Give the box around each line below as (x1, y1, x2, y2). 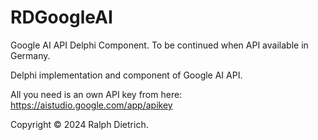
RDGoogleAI (10, 6, 113, 29)
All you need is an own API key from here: (10, 88, 183, 100)
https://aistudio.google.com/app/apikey (10, 99, 173, 111)
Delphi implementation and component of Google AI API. (10, 69, 243, 81)
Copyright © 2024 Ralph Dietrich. (10, 118, 149, 130)
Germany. (10, 49, 51, 61)
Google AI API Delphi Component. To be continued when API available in (10, 39, 309, 51)
